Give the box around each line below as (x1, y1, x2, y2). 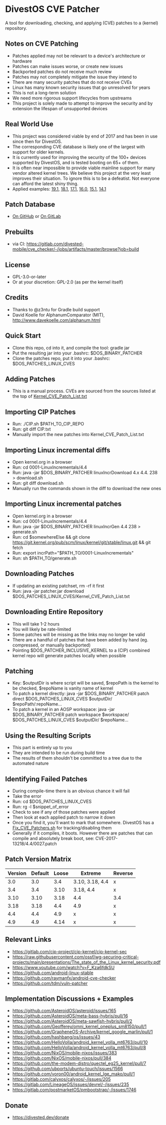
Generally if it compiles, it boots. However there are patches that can (12, 830, 153, 836)
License (5, 261, 30, 269)
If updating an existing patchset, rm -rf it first (12, 582, 105, 589)
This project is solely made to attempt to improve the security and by (12, 100, 153, 106)
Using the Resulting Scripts (5, 731, 91, 740)
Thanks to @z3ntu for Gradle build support (12, 306, 100, 312)
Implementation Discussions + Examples (5, 994, 134, 1003)
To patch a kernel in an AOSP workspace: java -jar (12, 706, 115, 712)
